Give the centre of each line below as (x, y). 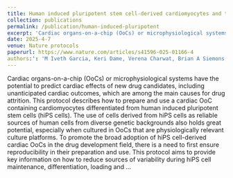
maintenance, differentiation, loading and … (69, 166)
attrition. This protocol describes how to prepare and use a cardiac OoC (110, 100)
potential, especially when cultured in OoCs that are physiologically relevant (115, 130)
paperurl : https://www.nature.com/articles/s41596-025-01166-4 (101, 53)
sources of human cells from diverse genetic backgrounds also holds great (114, 123)
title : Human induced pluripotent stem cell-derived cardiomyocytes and (114, 14)
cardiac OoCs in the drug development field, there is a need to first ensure (113, 144)
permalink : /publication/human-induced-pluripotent (83, 26)
